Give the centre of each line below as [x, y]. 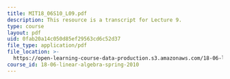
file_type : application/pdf [47, 45]
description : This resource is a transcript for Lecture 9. [95, 20]
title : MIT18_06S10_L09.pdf [47, 13]
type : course [26, 26]
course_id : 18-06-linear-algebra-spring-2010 [73, 65]
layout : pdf [24, 33]
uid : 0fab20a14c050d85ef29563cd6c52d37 [64, 39]
